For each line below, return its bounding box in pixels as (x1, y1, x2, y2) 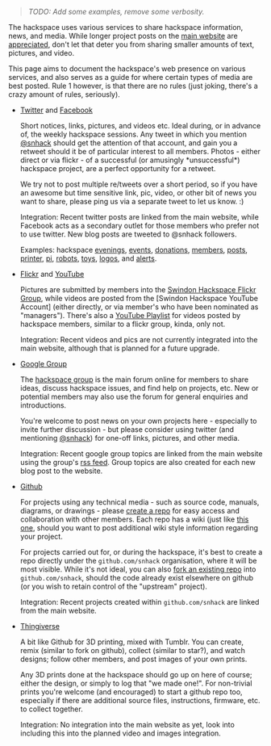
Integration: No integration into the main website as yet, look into (19, 720, 236, 729)
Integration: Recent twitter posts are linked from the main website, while (19, 212, 260, 221)
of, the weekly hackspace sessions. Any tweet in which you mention (19, 129, 248, 139)
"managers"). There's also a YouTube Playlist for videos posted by (19, 311, 241, 320)
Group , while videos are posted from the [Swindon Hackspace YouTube (19, 294, 258, 303)
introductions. (19, 400, 67, 410)
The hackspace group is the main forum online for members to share (19, 375, 248, 384)
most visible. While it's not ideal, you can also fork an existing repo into (19, 564, 256, 574)
